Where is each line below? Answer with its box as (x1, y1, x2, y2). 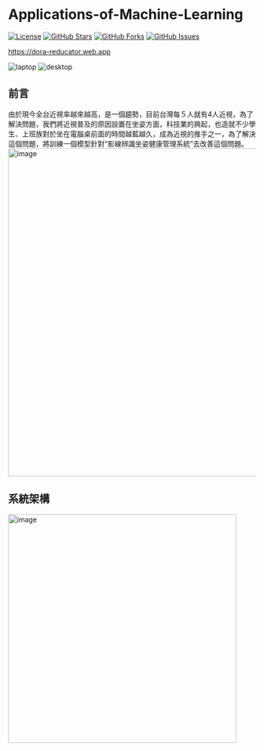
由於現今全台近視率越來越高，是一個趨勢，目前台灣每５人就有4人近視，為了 (8, 109, 254, 119)
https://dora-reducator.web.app (8, 46, 112, 56)
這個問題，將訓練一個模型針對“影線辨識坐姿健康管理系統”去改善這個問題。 (8, 139, 249, 148)
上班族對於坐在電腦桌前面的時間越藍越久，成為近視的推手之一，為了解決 (21, 128, 256, 139)
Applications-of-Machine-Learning (8, 6, 244, 24)
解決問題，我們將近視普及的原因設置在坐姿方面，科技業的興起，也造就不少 (8, 119, 249, 128)
